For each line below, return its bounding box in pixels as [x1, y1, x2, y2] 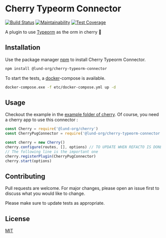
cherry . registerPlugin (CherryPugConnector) [5, 154, 96, 159]
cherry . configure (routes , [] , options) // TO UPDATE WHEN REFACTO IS [5, 144, 152, 149]
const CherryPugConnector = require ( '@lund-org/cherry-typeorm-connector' [5, 131, 163, 136]
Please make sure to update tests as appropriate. [5, 200, 105, 206]
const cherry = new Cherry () [5, 140, 65, 145]
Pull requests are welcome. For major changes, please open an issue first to [5, 185, 160, 191]
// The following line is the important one [5, 149, 98, 154]
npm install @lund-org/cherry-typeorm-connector [5, 66, 107, 71]
